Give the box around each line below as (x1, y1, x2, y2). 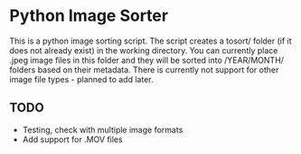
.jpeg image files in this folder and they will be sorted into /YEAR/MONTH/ (9, 54, 285, 65)
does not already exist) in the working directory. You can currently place (9, 44, 278, 55)
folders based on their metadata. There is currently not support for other (9, 64, 279, 75)
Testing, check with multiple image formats (22, 124, 183, 135)
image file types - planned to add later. (9, 73, 154, 84)
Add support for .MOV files (22, 133, 124, 145)
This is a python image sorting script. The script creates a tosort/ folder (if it (9, 35, 292, 46)
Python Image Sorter (9, 5, 169, 26)
